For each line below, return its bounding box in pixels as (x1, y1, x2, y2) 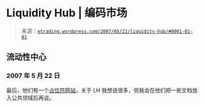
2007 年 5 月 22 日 (6, 71, 60, 80)
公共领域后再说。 (11, 94, 55, 101)
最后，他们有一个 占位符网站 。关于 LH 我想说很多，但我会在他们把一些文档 (6, 86, 193, 94)
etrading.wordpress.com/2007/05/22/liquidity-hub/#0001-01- (37, 28, 193, 34)
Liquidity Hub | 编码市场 (6, 6, 128, 20)
